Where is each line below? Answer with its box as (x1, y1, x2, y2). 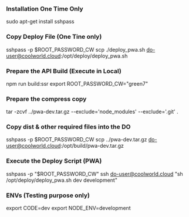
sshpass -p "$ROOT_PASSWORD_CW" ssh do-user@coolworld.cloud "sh (6, 170, 183, 177)
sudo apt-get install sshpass (6, 18, 75, 25)
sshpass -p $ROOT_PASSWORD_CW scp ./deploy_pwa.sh (6, 46, 146, 53)
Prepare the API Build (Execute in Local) (6, 67, 122, 75)
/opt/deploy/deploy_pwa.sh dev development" (6, 177, 117, 184)
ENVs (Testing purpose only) (6, 191, 90, 199)
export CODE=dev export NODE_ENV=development (6, 205, 131, 212)
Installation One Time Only (6, 5, 83, 13)
